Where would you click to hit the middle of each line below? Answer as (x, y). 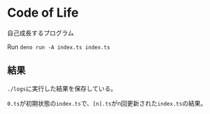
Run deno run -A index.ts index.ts (59, 47)
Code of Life (43, 13)
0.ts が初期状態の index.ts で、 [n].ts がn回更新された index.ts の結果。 (107, 103)
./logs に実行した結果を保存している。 (62, 88)
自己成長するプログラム (41, 33)
